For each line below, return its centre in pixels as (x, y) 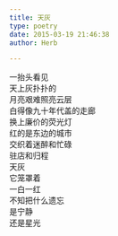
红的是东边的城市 (41, 133)
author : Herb (34, 43)
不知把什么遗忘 (37, 201)
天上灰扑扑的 (33, 88)
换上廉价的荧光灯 (41, 122)
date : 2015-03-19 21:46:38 (59, 34)
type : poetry (34, 26)
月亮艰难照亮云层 (41, 100)
